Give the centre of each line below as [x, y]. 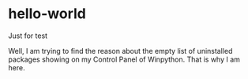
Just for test [28, 36]
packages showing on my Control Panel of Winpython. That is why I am [124, 59]
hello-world [47, 14]
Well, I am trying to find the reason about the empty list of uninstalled [120, 51]
